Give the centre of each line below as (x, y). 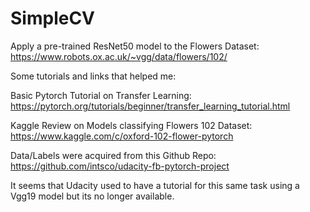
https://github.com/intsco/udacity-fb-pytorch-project (120, 166)
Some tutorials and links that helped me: (93, 76)
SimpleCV (53, 18)
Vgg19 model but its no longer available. (92, 196)
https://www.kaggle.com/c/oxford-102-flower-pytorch (122, 136)
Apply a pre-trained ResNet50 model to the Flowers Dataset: (135, 46)
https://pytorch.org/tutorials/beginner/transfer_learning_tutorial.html (150, 106)
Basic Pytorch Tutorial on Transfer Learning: (101, 95)
